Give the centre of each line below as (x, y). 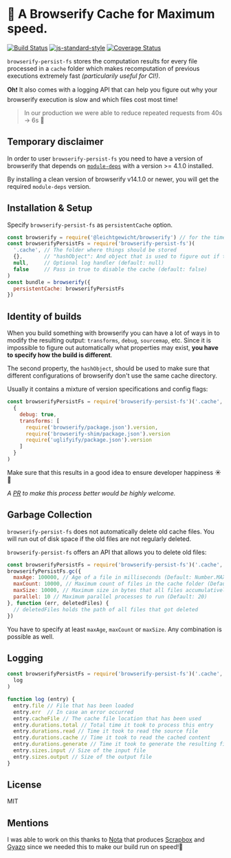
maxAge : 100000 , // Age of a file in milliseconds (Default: (103, 578)
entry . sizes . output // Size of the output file (83, 757)
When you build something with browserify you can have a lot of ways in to (113, 333)
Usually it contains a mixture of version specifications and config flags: (108, 389)
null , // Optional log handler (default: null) (89, 263)
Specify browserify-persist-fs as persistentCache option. (90, 225)
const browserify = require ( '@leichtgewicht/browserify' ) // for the (109, 237)
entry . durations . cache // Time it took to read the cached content (112, 738)
